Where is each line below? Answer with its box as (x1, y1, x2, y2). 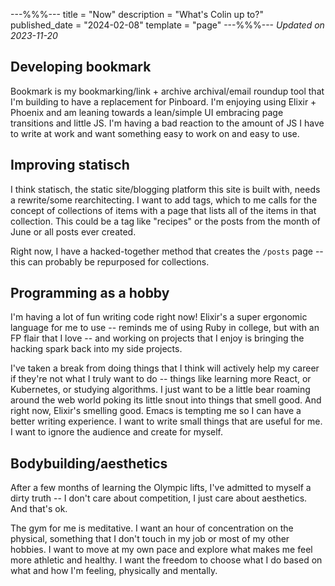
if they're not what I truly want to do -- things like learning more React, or (10, 373, 312, 385)
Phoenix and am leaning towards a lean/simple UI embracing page (10, 106, 284, 118)
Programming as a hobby (10, 285, 170, 302)
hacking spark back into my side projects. (10, 343, 183, 355)
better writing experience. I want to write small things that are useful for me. (10, 415, 323, 428)
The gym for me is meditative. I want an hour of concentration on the (10, 522, 294, 534)
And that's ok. (10, 503, 68, 515)
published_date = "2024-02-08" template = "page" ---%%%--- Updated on (10, 19, 325, 31)
